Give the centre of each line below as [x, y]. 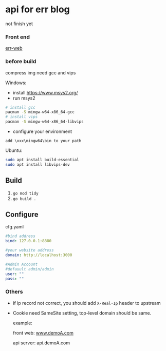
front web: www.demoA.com [43, 333]
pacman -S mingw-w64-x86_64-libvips [44, 122]
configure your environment [42, 131]
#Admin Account [22, 264]
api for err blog [38, 9]
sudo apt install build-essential [42, 160]
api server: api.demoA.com [41, 343]
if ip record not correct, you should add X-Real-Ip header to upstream [87, 303]
